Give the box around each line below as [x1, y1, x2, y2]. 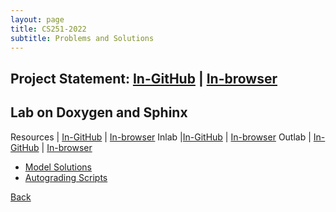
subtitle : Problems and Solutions [10, 33, 155, 43]
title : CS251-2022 [10, 24, 87, 34]
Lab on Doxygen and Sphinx [10, 104, 188, 121]
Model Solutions [24, 161, 92, 173]
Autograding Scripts [24, 171, 108, 183]
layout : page [10, 14, 65, 25]
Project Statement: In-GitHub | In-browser [10, 70, 278, 87]
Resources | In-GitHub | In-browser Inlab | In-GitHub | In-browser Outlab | [10, 131, 312, 143]
